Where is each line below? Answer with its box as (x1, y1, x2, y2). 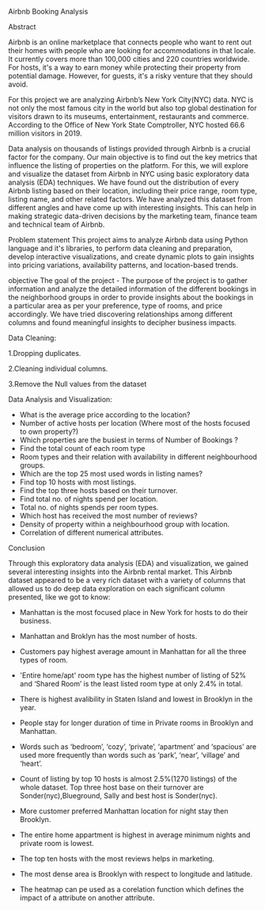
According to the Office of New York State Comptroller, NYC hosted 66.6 (8, 120, 245, 129)
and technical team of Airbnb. (8, 220, 105, 229)
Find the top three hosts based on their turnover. (19, 486, 178, 495)
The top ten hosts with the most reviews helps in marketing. (19, 854, 215, 863)
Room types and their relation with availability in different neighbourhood (19, 452, 257, 461)
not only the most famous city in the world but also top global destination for (8, 103, 257, 113)
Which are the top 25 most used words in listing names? (19, 469, 203, 478)
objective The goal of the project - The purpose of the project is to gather (8, 276, 248, 285)
